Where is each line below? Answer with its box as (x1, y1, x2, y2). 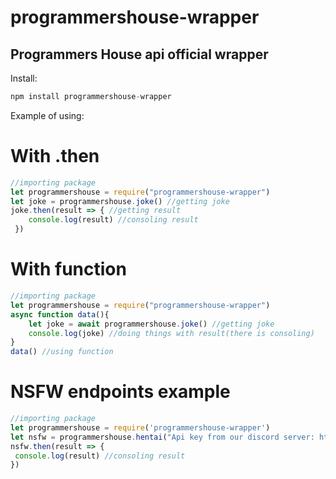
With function (10, 258, 127, 281)
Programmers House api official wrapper (10, 46, 269, 63)
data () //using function (10, 347, 114, 357)
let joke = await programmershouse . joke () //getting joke (28, 319, 275, 329)
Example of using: (10, 109, 85, 121)
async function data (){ (10, 309, 110, 320)
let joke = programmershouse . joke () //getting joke (10, 196, 230, 206)
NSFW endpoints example (10, 381, 231, 403)
